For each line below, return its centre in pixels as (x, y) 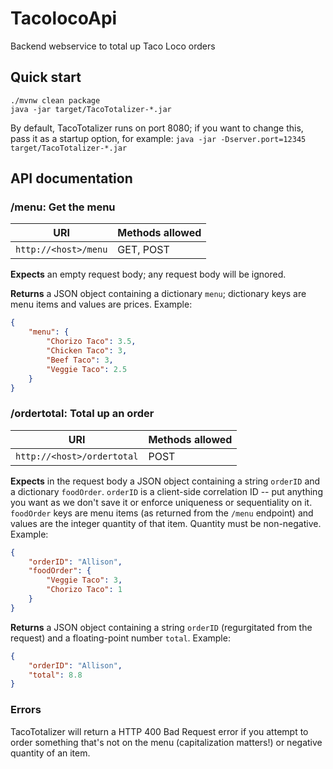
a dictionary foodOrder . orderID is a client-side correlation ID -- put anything (166, 491)
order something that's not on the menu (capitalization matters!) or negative (166, 742)
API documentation (71, 178)
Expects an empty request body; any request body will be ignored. (148, 274)
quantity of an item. (50, 753)
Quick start (46, 77)
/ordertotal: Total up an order (82, 414)
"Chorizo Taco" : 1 (84, 590)
